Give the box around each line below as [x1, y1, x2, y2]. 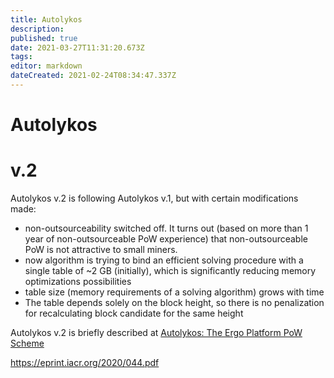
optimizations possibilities [24, 276, 132, 287]
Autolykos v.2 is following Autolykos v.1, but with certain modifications [10, 192, 299, 204]
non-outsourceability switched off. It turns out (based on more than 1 [24, 222, 309, 234]
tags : [10, 52, 33, 62]
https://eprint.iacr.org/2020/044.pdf [10, 357, 160, 368]
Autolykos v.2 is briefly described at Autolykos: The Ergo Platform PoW [10, 327, 303, 338]
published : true [10, 33, 78, 43]
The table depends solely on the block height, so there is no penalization [24, 297, 325, 308]
